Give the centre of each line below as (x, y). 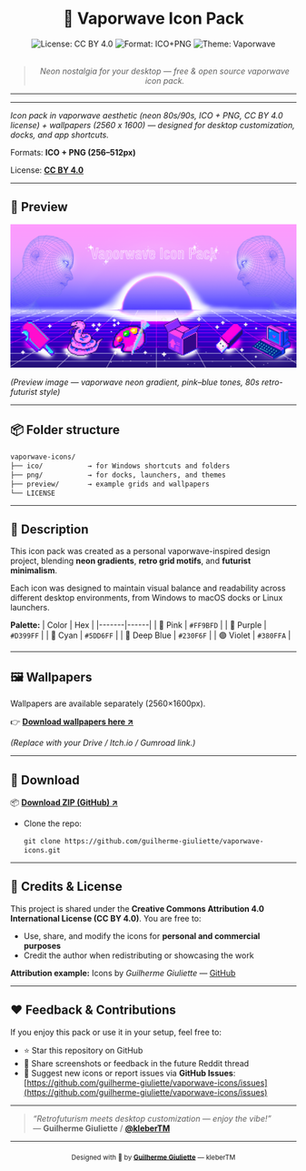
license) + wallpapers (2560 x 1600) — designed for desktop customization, (153, 125)
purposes (42, 945)
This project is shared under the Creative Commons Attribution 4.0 (138, 908)
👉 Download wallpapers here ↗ (72, 722)
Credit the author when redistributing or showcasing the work (138, 955)
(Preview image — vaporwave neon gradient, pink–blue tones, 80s (135, 382)
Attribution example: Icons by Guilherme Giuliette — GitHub (123, 973)
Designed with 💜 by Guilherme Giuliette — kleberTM (153, 1157)
